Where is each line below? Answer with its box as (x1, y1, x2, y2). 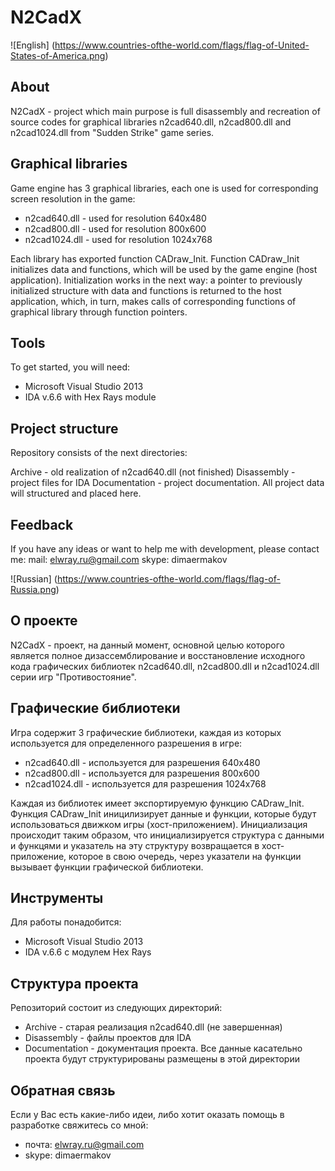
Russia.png (10, 584, 57, 595)
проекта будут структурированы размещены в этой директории (24, 1053, 300, 1065)
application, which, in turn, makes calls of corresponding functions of (10, 295, 297, 307)
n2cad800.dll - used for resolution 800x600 (24, 222, 207, 235)
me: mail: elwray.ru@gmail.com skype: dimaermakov (10, 554, 228, 565)
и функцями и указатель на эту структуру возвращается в (10, 839, 260, 851)
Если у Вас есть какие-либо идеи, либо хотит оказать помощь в (10, 1109, 285, 1121)
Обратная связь (10, 1082, 116, 1099)
